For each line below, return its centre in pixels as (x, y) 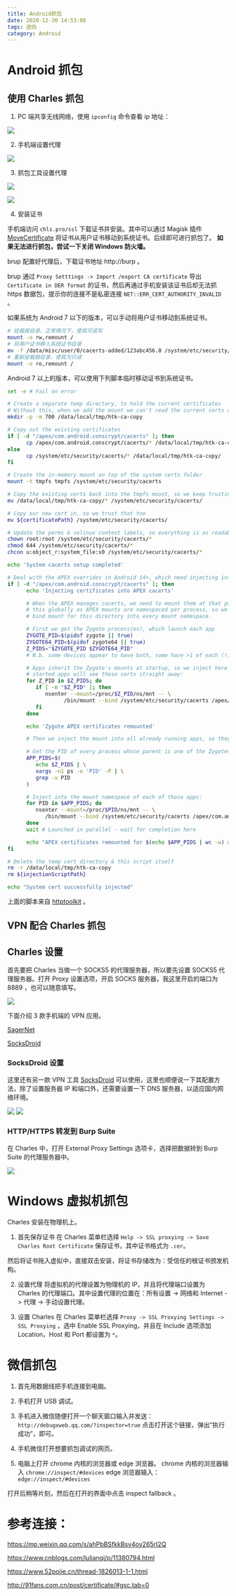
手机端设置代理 (39, 145)
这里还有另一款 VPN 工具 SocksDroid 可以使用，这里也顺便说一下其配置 (111, 1080)
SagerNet (21, 1030)
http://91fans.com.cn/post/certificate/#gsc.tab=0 (78, 1585)
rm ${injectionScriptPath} (47, 875)
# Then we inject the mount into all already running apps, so (120, 739)
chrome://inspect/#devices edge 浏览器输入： (93, 1472)
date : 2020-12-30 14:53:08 (47, 20)
